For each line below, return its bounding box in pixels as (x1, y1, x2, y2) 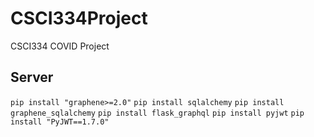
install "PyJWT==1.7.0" (10, 117, 110, 127)
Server (10, 69, 54, 86)
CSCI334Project (10, 7, 148, 30)
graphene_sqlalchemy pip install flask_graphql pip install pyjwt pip (10, 108, 305, 118)
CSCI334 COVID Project (10, 40, 110, 52)
